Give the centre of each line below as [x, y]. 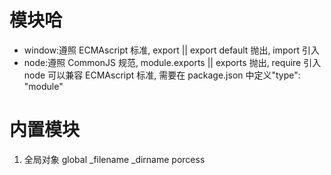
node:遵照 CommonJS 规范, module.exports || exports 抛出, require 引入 [172, 62]
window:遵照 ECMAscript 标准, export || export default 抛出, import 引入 [171, 50]
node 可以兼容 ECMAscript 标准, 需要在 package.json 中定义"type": [162, 75]
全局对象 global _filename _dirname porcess [114, 159]
